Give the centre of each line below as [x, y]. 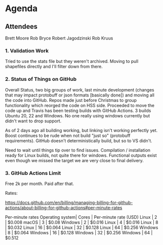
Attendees [21, 27]
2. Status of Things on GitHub [41, 79]
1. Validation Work [27, 51]
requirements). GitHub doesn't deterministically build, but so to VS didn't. [79, 141]
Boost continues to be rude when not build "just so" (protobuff [68, 135]
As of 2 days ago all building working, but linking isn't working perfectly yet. [81, 130]
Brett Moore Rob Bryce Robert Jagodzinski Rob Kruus [59, 38]
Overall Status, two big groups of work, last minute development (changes [80, 90]
